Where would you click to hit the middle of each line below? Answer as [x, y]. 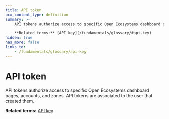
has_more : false [22, 42]
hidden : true [19, 38]
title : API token [23, 10]
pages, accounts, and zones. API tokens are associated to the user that [79, 95]
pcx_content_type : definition [37, 15]
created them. [20, 101]
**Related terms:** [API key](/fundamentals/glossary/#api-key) [83, 33]
